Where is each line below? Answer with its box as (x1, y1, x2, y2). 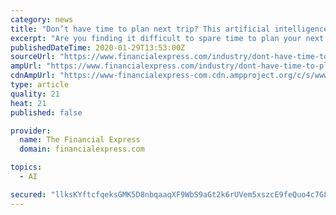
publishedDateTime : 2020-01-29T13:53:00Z (10, 42, 186, 53)
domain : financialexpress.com (19, 144, 145, 155)
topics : (10, 162, 43, 173)
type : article (10, 80, 70, 90)
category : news (10, 14, 74, 25)
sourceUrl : (10, 52, 56, 62)
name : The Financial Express (19, 135, 141, 145)
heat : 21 (10, 98, 47, 108)
